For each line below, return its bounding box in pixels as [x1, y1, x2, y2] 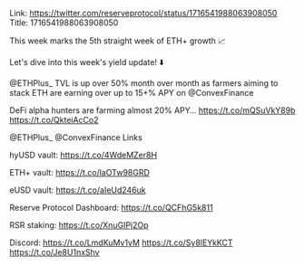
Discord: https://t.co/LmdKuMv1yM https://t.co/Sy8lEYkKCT [9, 237, 233, 248]
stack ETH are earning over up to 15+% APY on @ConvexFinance [9, 88, 254, 98]
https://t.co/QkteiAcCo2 [9, 115, 99, 125]
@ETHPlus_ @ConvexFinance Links [9, 132, 143, 143]
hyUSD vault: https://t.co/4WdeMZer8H [9, 149, 157, 160]
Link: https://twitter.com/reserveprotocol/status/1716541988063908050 [9, 8, 278, 18]
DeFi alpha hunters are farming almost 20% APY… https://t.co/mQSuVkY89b [9, 105, 296, 116]
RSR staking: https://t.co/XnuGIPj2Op [9, 220, 149, 230]
